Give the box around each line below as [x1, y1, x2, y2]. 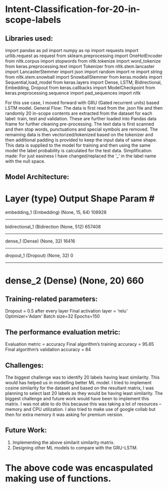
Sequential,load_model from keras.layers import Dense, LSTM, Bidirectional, [5, 79, 162, 85]
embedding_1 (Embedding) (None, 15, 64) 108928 [5, 209, 106, 215]
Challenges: [5, 361, 44, 369]
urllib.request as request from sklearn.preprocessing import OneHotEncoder [5, 53, 162, 59]
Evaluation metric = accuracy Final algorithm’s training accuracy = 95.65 [5, 341, 154, 347]
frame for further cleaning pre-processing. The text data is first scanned [5, 121, 154, 127]
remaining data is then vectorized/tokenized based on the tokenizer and [5, 132, 153, 137]
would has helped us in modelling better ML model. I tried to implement [5, 379, 151, 385]
